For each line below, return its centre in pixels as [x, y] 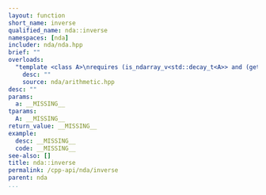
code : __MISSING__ [46, 148]
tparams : [23, 112]
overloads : [26, 60]
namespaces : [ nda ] [38, 38]
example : [23, 133]
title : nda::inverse [42, 163]
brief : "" [25, 52]
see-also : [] [30, 155]
